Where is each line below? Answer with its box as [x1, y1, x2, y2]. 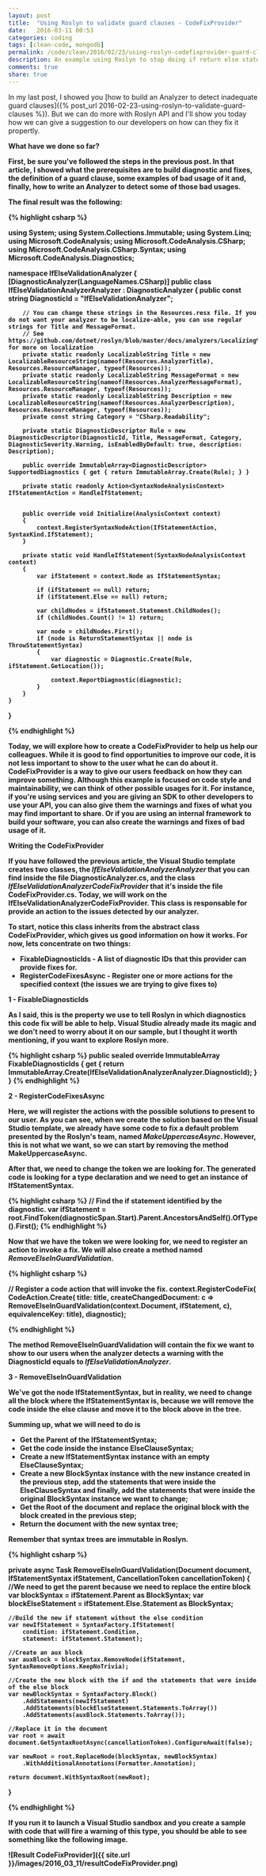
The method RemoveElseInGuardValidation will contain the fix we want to [8, 1339, 255, 1350]
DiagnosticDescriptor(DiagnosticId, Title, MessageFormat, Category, [8, 433, 243, 442]
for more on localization [8, 344, 93, 351]
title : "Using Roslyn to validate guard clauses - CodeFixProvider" [8, 19, 243, 27]
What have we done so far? [8, 141, 101, 150]
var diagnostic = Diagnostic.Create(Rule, [50, 655, 193, 663]
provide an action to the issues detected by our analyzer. [8, 906, 199, 916]
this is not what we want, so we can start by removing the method [8, 1140, 229, 1149]
